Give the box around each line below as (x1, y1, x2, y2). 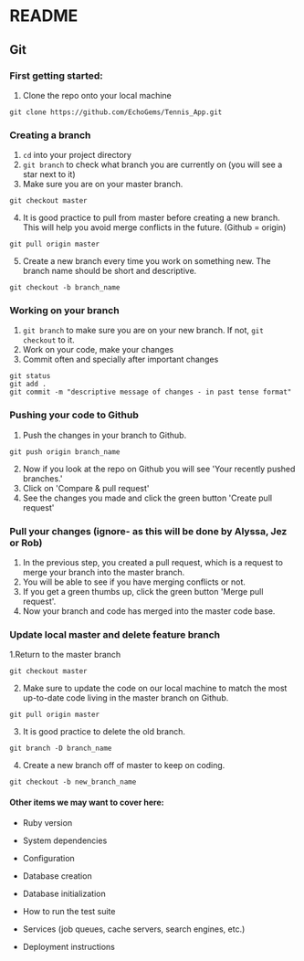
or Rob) (9, 536, 43, 549)
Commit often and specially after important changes (22, 354, 219, 365)
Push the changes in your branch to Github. (22, 429, 187, 440)
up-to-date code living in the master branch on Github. (22, 692, 229, 703)
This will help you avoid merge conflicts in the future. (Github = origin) (22, 222, 287, 233)
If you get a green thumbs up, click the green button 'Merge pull (22, 586, 264, 597)
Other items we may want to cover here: (9, 797, 164, 808)
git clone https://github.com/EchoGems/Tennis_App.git (9, 107, 223, 117)
